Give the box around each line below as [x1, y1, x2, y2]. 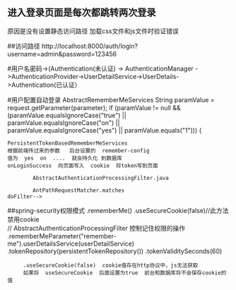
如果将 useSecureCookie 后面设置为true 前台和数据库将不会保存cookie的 [23, 269, 227, 277]
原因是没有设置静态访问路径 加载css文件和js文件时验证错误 [7, 27, 179, 35]
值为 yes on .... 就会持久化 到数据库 [7, 155, 122, 162]
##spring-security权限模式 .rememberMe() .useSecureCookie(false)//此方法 [7, 206, 229, 215]
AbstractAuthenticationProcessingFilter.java [33, 174, 170, 181]
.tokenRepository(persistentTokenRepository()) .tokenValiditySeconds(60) [7, 246, 223, 255]
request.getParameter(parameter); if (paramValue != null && [7, 103, 182, 111]
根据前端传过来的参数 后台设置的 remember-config [7, 147, 150, 154]
